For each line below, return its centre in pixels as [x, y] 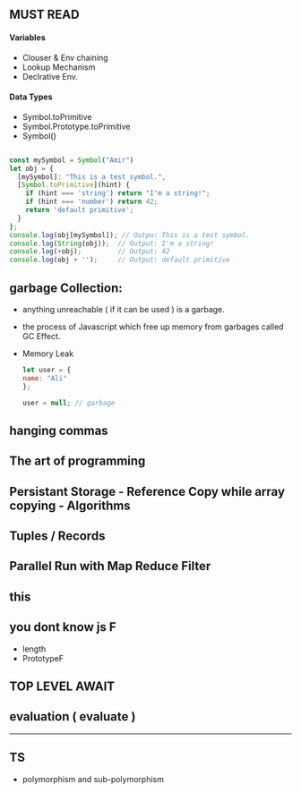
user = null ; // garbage [69, 403]
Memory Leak [48, 354]
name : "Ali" [44, 378]
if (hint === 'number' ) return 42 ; [92, 202]
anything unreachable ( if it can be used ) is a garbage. [124, 309]
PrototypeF [43, 658]
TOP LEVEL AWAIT [62, 687]
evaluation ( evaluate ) [73, 716]
